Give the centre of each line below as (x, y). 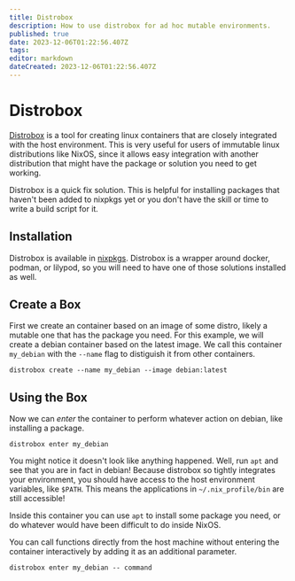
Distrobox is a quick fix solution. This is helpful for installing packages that (145, 190)
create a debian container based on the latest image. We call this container (146, 345)
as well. (23, 276)
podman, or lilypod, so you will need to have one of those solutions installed (147, 267)
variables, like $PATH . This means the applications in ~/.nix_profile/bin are (147, 489)
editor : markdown (41, 58)
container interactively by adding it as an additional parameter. (123, 552)
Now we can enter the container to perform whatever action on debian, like (146, 419)
